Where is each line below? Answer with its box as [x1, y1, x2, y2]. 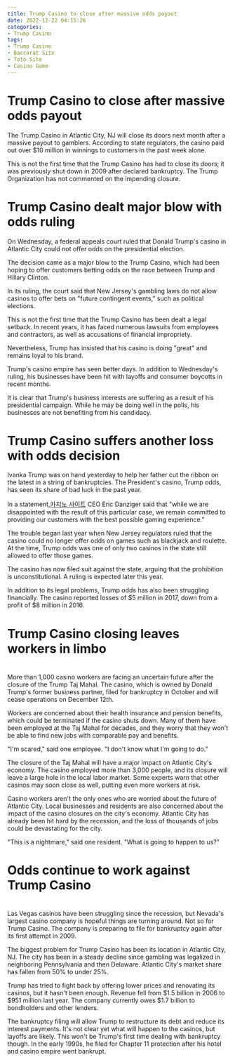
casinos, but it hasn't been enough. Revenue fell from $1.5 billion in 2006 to [7, 989, 225, 997]
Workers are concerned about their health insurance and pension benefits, [7, 708, 223, 717]
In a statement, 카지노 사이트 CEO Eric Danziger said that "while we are [7, 500, 209, 509]
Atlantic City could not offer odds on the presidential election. [7, 244, 185, 253]
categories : [7, 23, 42, 30]
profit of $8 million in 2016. [7, 601, 85, 609]
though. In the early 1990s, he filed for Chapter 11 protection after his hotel [7, 1040, 222, 1048]
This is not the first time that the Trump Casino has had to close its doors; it [7, 159, 224, 168]
